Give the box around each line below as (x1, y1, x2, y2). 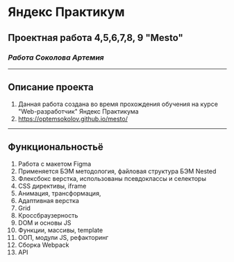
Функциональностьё (8, 141, 103, 153)
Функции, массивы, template (17, 226, 103, 234)
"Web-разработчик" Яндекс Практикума (17, 107, 139, 115)
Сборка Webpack (17, 241, 69, 249)
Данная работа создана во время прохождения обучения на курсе (17, 100, 218, 108)
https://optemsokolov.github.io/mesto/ (17, 114, 128, 123)
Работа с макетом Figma (17, 159, 92, 168)
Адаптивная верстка (17, 196, 79, 204)
